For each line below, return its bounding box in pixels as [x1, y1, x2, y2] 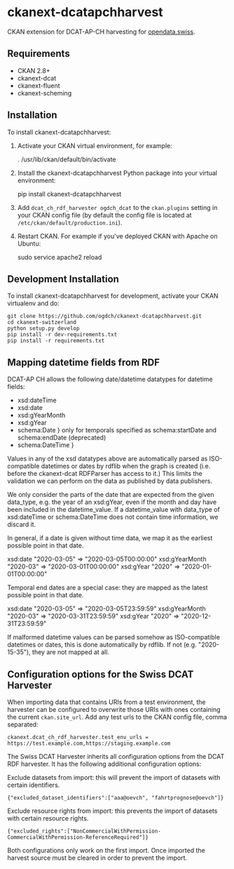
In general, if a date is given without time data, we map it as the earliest [7, 534, 213, 543]
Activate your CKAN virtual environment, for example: [17, 141, 173, 150]
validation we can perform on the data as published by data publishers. [7, 477, 212, 485]
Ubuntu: [17, 239, 41, 248]
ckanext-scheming [17, 88, 72, 97]
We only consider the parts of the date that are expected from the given [7, 491, 215, 499]
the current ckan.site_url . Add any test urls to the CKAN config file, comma [7, 713, 228, 721]
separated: [7, 720, 39, 729]
